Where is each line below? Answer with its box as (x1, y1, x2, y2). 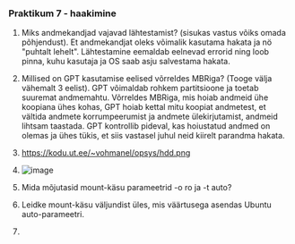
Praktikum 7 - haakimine (8, 7, 117, 20)
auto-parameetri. (21, 209, 84, 220)
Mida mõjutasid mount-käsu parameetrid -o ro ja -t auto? (21, 182, 232, 193)
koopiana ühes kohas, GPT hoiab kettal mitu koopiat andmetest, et (21, 102, 266, 113)
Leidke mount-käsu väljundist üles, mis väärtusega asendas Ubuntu (21, 199, 273, 210)
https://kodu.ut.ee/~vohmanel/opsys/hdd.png (21, 147, 191, 158)
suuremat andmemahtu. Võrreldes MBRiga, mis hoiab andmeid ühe (21, 92, 269, 103)
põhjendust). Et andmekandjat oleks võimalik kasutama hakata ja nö (21, 37, 273, 47)
